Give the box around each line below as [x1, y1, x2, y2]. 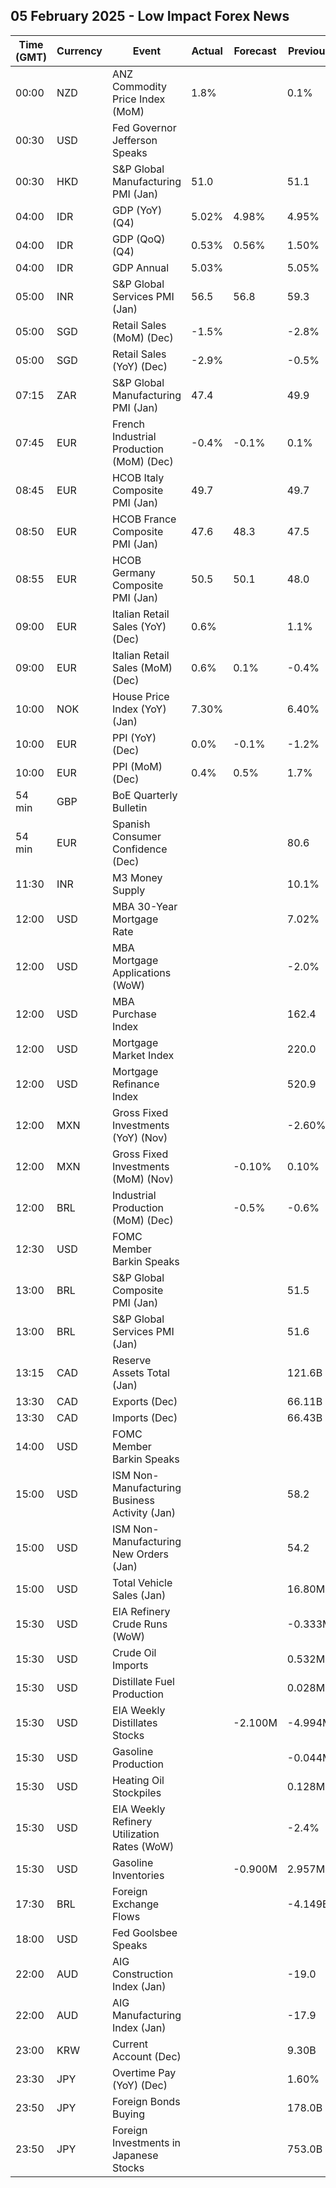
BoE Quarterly [111, 788, 178, 802]
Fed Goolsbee [111, 1925, 178, 1939]
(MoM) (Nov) [111, 1172, 175, 1186]
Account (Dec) [111, 2049, 182, 2063]
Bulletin [111, 800, 148, 814]
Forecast [233, 44, 277, 58]
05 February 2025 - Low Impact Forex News [10, 8, 290, 25]
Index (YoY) [111, 702, 167, 716]
